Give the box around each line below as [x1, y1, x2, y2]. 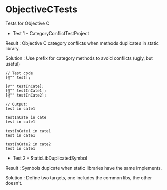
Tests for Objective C [5, 20, 50, 26]
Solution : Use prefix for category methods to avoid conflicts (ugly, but [5, 55, 153, 61]
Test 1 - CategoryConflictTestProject [12, 30, 89, 36]
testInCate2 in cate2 [5, 141, 51, 147]
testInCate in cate [5, 115, 47, 120]
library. [5, 45, 20, 51]
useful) [5, 60, 20, 67]
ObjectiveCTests [5, 4, 78, 15]
